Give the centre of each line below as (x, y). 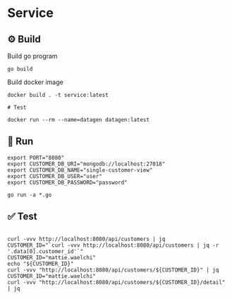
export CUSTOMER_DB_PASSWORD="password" (68, 182)
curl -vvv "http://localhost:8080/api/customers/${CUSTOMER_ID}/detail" (116, 282)
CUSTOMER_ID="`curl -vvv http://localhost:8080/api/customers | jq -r (113, 245)
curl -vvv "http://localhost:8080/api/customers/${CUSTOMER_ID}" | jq (113, 270)
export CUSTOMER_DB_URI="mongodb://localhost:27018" (86, 164)
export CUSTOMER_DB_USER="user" (55, 176)
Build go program (32, 56)
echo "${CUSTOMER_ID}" (41, 264)
